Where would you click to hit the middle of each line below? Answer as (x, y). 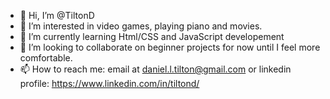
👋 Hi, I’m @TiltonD (57, 15)
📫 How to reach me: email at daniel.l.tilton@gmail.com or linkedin (155, 69)
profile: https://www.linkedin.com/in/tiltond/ (109, 83)
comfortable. (46, 58)
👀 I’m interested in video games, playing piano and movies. (141, 26)
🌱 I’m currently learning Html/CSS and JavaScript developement (152, 36)
